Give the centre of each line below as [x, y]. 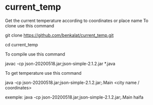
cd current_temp [22, 44]
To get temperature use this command [43, 73]
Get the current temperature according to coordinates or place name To [77, 21]
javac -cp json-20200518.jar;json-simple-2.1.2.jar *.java [60, 63]
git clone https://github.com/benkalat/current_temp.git [59, 35]
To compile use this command [35, 54]
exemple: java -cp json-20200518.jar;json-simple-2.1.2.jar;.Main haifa [74, 97]
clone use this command [30, 25]
